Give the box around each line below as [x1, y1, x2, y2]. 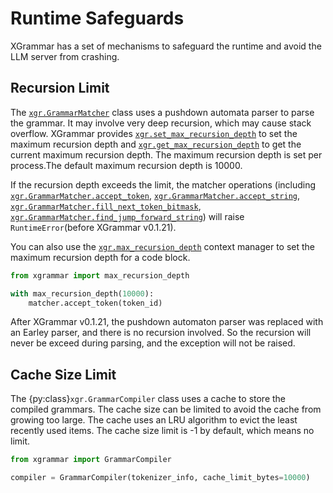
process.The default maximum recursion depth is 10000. [10, 159, 243, 171]
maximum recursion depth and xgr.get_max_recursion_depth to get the [10, 138, 302, 150]
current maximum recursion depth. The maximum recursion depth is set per [10, 148, 323, 161]
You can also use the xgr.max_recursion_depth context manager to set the [10, 240, 316, 252]
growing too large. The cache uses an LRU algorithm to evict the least [10, 414, 298, 426]
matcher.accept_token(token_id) [28, 298, 163, 308]
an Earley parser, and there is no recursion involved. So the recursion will [10, 327, 312, 339]
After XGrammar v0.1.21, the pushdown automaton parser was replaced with [10, 316, 324, 328]
